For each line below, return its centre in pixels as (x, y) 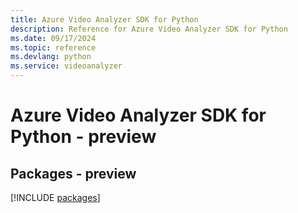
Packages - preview (73, 173)
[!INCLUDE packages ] (55, 197)
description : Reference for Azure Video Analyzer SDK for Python (149, 29)
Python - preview (83, 137)
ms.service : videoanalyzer (66, 66)
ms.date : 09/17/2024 (53, 38)
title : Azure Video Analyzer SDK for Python (104, 19)
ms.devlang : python (51, 57)
